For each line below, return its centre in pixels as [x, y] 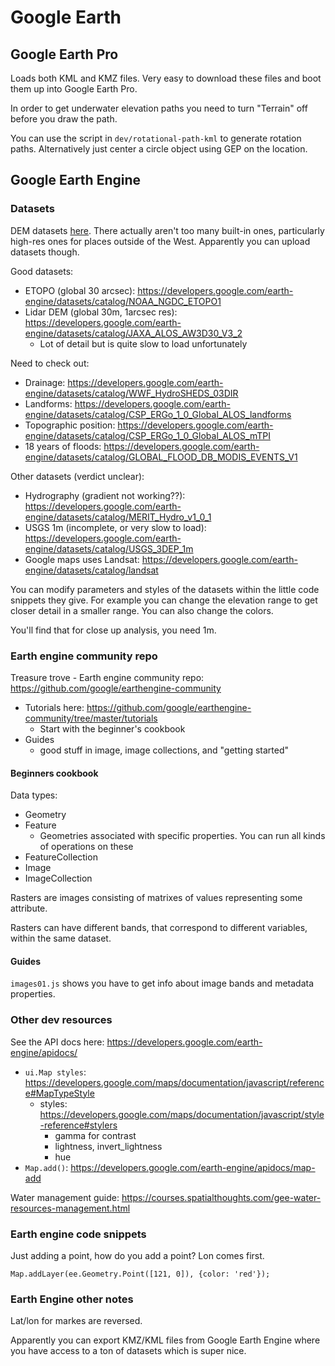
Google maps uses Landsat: [82, 559]
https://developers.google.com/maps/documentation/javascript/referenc [174, 1082]
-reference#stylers [78, 1125]
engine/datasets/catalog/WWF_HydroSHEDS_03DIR [131, 393]
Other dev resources [61, 1020]
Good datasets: [42, 271]
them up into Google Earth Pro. [74, 89]
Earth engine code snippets [78, 1234]
